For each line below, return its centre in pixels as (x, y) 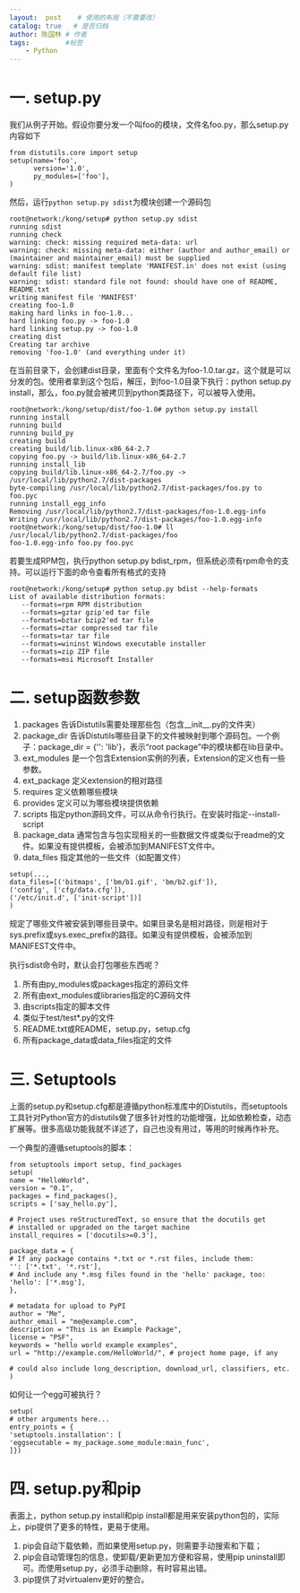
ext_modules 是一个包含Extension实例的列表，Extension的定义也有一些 (154, 758)
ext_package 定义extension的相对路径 (92, 780)
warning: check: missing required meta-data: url (104, 243)
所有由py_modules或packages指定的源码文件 (106, 984)
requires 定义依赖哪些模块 (70, 792)
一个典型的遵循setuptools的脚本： (72, 1147)
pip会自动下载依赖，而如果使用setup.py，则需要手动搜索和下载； (142, 1545)
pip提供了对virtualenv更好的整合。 (86, 1579)
